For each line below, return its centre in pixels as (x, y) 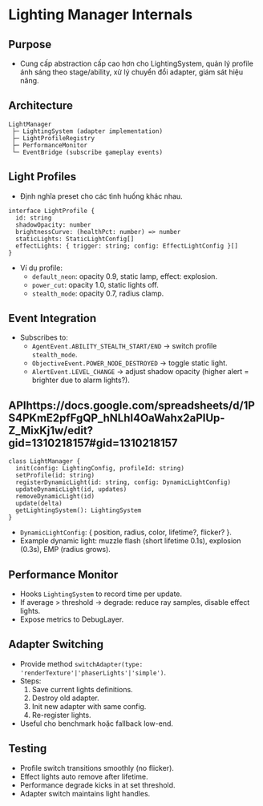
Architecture (41, 106)
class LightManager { (45, 461)
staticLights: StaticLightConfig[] (75, 239)
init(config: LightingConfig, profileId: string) (100, 469)
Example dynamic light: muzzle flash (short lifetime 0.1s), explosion (130, 541)
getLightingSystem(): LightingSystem (79, 510)
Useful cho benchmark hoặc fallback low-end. (97, 723)
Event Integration (53, 318)
